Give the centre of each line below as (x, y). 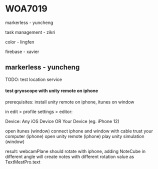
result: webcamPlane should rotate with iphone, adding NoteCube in (75, 151)
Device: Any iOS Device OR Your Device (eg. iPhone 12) (62, 121)
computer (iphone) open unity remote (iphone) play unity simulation (75, 136)
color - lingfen (20, 42)
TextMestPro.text (23, 162)
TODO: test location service (34, 79)
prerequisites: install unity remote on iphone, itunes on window (70, 102)
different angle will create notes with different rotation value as (69, 156)
